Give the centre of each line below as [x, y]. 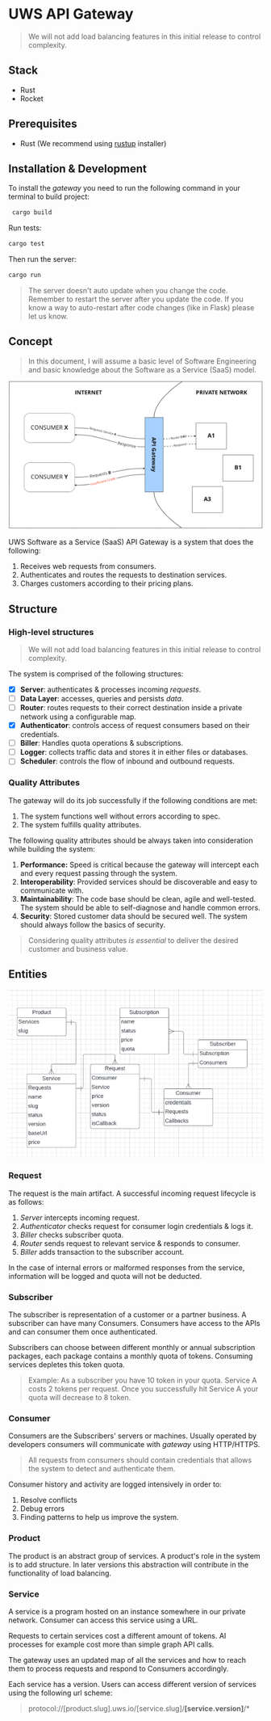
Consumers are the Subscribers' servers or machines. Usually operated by [132, 1436]
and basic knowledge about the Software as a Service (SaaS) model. [142, 369]
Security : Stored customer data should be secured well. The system [133, 916]
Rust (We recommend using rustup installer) [93, 143]
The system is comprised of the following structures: [96, 673]
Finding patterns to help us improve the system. [99, 1517]
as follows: [26, 1201]
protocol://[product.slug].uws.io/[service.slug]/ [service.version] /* [139, 1708]
